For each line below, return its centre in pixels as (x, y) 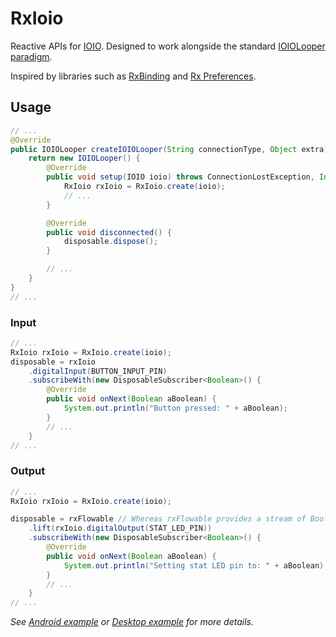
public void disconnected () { (109, 232)
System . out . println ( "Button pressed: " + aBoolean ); (175, 408)
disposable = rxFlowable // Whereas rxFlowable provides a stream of (158, 519)
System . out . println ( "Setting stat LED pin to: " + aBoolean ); (196, 565)
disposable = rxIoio (53, 362)
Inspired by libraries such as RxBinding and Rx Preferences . (133, 76)
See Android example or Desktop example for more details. (132, 622)
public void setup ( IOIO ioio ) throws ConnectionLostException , (180, 177)
